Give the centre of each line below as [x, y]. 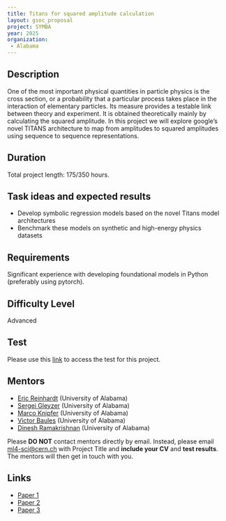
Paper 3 [29, 510]
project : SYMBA [29, 27]
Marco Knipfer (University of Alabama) [73, 413]
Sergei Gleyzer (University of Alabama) [74, 405]
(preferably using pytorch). [46, 282]
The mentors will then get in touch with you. [70, 456]
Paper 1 [28, 495]
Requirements [38, 257]
